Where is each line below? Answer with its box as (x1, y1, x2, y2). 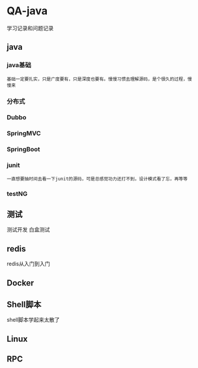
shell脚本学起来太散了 (7, 316, 60, 323)
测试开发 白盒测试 (7, 226, 50, 233)
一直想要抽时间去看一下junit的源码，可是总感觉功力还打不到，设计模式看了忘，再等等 (7, 176, 188, 182)
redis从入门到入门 (7, 260, 50, 268)
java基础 (7, 61, 31, 69)
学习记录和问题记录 (7, 24, 54, 31)
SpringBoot (7, 145, 40, 154)
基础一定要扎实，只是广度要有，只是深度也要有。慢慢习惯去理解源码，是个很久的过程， (7, 76, 188, 82)
